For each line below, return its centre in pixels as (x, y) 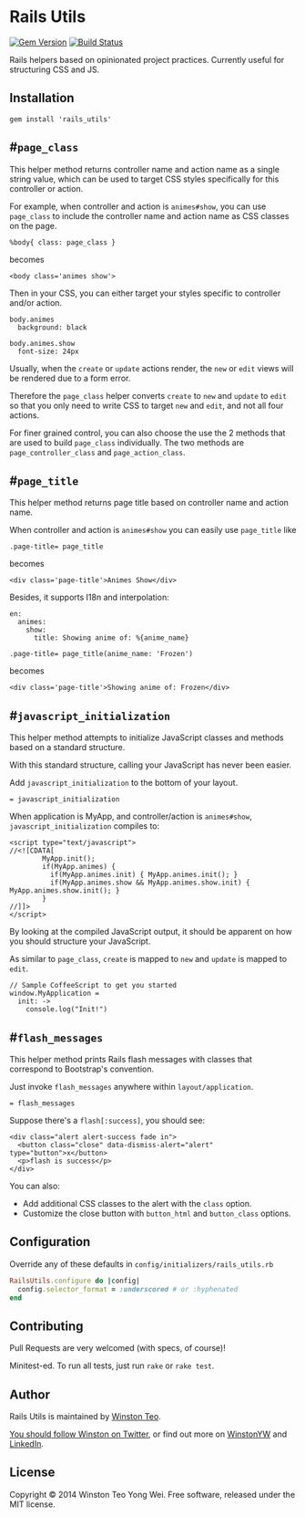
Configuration (50, 1242)
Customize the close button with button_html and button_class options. (157, 1213)
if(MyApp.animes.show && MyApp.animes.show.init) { (150, 883)
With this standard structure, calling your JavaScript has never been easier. (151, 765)
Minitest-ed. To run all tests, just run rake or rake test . (112, 1365)
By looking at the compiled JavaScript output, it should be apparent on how (151, 932)
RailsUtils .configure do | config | (75, 1281)
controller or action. (46, 188)
